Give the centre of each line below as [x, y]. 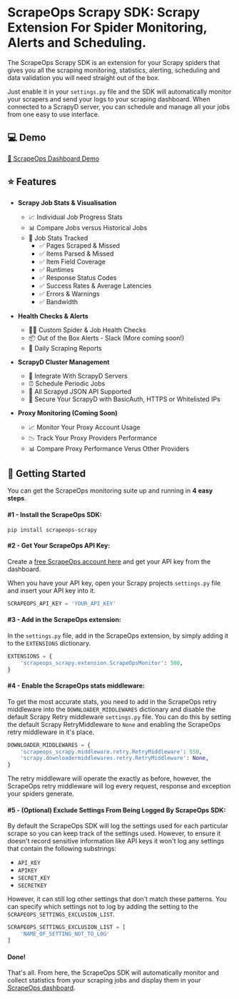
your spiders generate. [41, 794]
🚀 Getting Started [47, 473]
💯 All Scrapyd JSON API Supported [80, 391]
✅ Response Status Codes [78, 277]
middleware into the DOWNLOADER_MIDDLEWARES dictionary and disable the [112, 709]
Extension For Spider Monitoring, [107, 27]
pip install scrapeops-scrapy [52, 530]
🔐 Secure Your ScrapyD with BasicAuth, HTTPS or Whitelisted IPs [124, 399]
